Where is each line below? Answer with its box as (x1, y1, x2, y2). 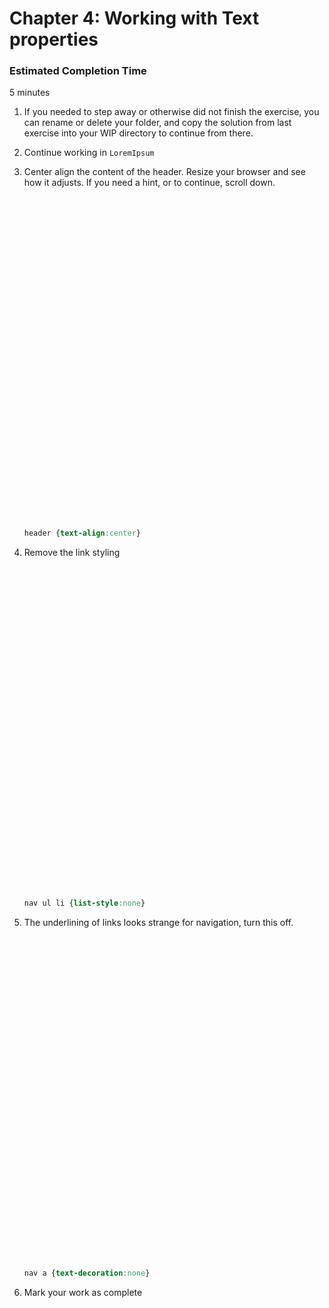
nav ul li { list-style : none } (23, 898, 146, 909)
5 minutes (9, 87, 51, 99)
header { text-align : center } (23, 528, 141, 539)
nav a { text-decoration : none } (23, 1268, 151, 1279)
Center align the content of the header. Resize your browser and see (23, 166, 306, 178)
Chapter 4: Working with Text (9, 7, 260, 30)
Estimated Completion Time (9, 64, 147, 78)
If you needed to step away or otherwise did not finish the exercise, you (23, 106, 320, 118)
